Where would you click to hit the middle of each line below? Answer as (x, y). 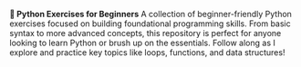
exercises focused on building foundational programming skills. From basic (150, 24)
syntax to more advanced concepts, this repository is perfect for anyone (145, 33)
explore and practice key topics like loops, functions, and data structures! (147, 53)
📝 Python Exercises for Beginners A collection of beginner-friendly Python (150, 14)
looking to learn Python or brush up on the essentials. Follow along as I (142, 43)
